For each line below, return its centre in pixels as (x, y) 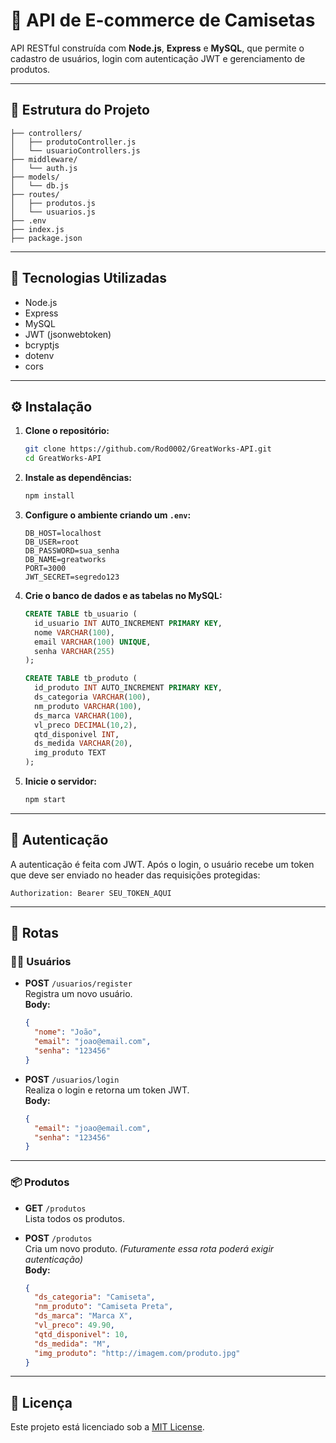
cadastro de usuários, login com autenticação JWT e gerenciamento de (158, 58)
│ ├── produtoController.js (73, 142)
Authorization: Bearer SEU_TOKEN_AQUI (91, 893)
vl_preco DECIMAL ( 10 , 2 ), (86, 725)
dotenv (39, 355)
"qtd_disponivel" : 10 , (81, 1334)
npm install (49, 496)
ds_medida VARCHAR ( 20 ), (83, 744)
